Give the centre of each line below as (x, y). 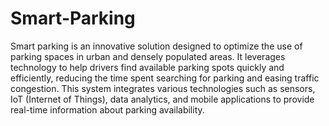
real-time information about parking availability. (107, 109)
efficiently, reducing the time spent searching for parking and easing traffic (165, 78)
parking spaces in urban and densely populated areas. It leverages (148, 56)
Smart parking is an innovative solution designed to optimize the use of (156, 46)
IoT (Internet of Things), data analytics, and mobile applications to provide (162, 99)
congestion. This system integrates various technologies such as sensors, (163, 88)
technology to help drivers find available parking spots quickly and (147, 67)
